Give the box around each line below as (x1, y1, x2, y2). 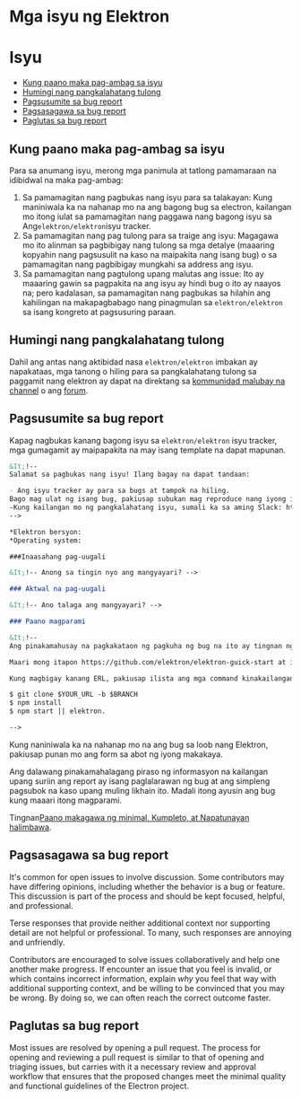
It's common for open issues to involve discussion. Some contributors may (9, 871, 285, 882)
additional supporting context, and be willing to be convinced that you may (9, 982, 285, 993)
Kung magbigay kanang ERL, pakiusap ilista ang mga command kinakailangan (9, 673, 295, 683)
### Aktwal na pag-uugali (9, 585, 106, 594)
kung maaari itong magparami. (9, 795, 123, 805)
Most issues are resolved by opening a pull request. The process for (9, 1042, 262, 1052)
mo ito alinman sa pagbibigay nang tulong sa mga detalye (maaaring (21, 240, 275, 251)
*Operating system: (9, 536, 82, 545)
